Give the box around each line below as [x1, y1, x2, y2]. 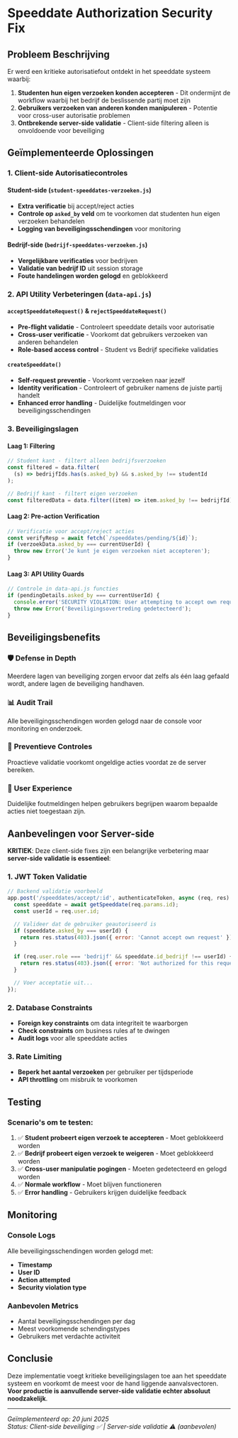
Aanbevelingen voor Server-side [7, 827, 154, 839]
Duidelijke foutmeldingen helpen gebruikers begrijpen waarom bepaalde [7, 800, 218, 808]
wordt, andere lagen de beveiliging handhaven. [7, 680, 144, 688]
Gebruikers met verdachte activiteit [17, 1331, 120, 1341]
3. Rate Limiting [7, 1051, 62, 1061]
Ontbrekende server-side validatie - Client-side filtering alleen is [17, 119, 210, 127]
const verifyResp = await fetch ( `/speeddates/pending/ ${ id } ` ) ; [7, 535, 198, 542]
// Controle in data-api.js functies [7, 585, 119, 593]
